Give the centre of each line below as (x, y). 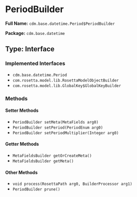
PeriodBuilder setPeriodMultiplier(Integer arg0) (66, 133)
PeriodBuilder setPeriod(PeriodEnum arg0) (58, 128)
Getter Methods (22, 144)
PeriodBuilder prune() (36, 189)
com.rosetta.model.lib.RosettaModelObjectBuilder (66, 80)
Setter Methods (22, 110)
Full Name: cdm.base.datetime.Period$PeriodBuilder (60, 23)
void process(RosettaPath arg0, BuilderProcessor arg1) (72, 184)
